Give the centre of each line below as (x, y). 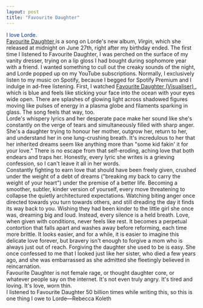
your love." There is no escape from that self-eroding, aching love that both (100, 150)
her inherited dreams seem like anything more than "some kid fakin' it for (97, 144)
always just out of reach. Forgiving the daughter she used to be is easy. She (101, 247)
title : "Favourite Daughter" (43, 18)
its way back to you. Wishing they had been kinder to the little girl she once (100, 208)
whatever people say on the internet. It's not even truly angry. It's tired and (99, 279)
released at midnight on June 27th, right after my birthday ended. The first (99, 48)
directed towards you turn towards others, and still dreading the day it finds (100, 202)
